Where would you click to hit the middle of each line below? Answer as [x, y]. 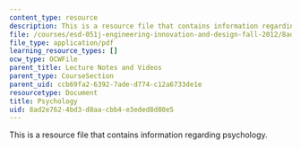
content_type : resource [54, 18]
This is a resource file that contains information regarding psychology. [138, 135]
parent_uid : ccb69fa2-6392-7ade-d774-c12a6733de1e [106, 84]
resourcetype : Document [54, 92]
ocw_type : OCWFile [43, 59]
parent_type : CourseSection [62, 76]
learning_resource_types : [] [64, 51]
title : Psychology [43, 101]
